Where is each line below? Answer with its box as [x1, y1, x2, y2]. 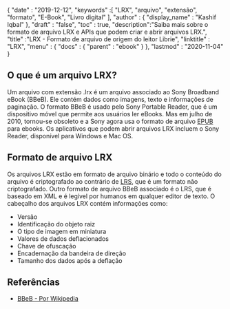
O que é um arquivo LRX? [7, 70, 117, 81]
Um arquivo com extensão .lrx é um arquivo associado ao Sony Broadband [7, 87, 219, 96]
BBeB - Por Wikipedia [17, 295, 79, 303]
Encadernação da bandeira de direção [17, 249, 126, 257]
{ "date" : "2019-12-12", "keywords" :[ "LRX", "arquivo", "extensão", [7, 6, 198, 14]
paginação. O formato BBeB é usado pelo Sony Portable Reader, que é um [7, 103, 218, 111]
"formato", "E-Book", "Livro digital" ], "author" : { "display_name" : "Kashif [7, 13, 217, 21]
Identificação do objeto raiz [17, 220, 95, 228]
